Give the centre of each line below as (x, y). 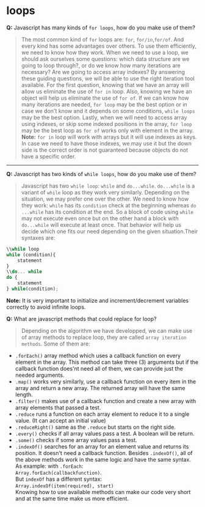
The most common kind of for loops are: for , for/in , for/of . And (103, 39)
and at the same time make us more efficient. (72, 498)
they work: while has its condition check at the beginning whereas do (109, 205)
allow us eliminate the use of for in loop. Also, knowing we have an (106, 91)
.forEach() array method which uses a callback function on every (98, 355)
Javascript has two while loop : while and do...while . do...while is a (108, 186)
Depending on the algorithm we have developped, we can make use (107, 330)
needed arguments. (40, 375)
